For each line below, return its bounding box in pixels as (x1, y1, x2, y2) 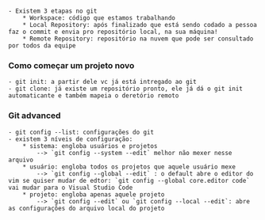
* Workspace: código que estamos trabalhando (22, 13, 176, 22)
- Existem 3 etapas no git (8, 7, 98, 15)
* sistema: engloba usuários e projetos (22, 142, 158, 150)
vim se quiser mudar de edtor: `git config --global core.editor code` (8, 176, 250, 184)
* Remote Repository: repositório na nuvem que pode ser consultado (22, 35, 254, 43)
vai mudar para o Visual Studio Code (8, 184, 133, 192)
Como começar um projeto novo (8, 59, 135, 70)
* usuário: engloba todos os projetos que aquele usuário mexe (22, 162, 236, 171)
